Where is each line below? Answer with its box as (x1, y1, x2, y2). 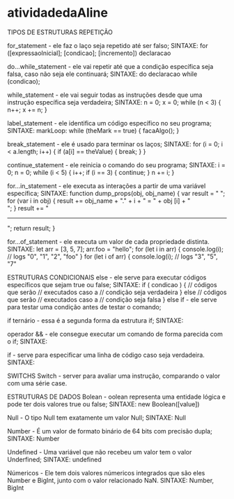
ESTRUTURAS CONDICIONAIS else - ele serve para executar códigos (7, 273, 207, 282)
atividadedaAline (7, 5, 108, 21)
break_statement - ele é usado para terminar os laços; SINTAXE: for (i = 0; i (7, 139, 223, 148)
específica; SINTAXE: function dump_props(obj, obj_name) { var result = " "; (7, 189, 226, 197)
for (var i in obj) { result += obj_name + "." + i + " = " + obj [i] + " (7, 197, 191, 205)
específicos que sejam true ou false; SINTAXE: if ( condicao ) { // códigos (7, 280, 217, 289)
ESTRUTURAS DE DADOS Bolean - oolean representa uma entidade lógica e (7, 392, 226, 401)
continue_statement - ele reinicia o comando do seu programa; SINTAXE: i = (7, 160, 226, 169)
